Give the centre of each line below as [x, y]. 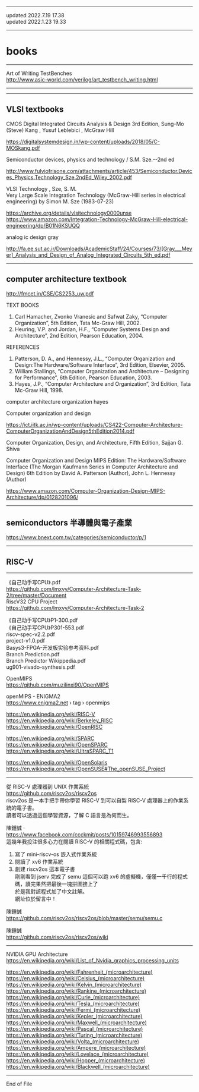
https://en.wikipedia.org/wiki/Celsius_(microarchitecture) [76, 978]
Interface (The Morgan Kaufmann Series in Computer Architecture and [92, 467]
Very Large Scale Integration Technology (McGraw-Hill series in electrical [96, 195]
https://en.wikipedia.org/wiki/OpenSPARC [57, 745]
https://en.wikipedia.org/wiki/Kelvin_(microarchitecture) [74, 985]
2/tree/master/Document [36, 596]
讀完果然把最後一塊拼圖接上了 [62, 884]
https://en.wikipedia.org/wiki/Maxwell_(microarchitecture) [76, 1022]
